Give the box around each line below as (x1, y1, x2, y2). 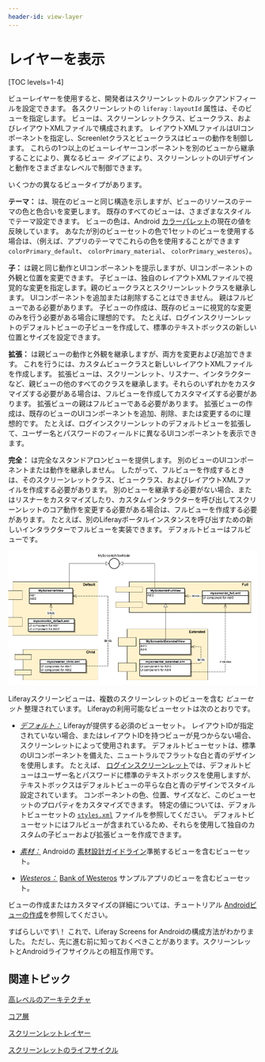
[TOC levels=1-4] (8, 77, 64, 86)
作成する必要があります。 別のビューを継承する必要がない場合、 (28, 484, 239, 495)
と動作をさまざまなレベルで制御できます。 (8, 162, 146, 172)
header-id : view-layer (8, 13, 83, 21)
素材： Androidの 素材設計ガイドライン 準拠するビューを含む (19, 846, 216, 856)
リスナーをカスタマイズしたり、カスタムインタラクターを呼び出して (14, 495, 237, 504)
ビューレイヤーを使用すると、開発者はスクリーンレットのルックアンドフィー (8, 94, 257, 103)
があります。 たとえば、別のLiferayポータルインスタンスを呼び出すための (8, 514, 247, 524)
